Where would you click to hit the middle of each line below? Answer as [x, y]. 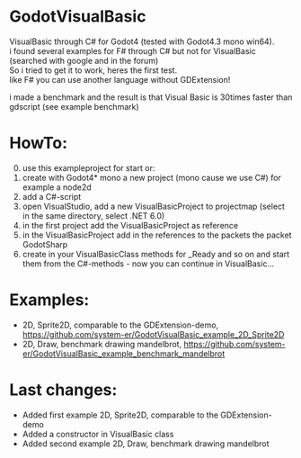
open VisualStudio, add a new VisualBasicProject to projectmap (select [154, 206]
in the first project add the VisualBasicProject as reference [130, 225]
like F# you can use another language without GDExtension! [120, 79]
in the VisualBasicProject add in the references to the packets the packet [157, 235]
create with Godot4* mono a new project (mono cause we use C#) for [151, 177]
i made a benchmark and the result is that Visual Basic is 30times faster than [151, 97]
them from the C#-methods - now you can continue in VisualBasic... [148, 264]
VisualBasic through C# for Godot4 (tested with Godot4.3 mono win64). [142, 41]
